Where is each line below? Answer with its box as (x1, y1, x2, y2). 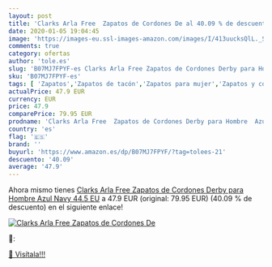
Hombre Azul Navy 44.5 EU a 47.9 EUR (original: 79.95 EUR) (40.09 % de (8, 194, 253, 204)
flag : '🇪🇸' (8, 132, 49, 140)
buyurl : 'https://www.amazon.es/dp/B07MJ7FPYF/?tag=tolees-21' (8, 148, 227, 156)
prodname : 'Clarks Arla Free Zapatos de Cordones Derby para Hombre (8, 118, 249, 126)
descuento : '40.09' (8, 155, 74, 163)
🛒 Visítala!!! (8, 249, 46, 260)
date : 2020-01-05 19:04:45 (8, 27, 100, 35)
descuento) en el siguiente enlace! (8, 202, 124, 212)
